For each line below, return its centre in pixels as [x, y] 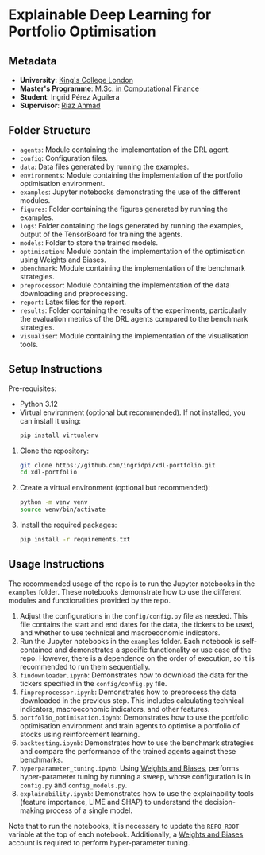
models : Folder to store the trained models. [89, 242]
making [32, 810]
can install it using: [50, 420]
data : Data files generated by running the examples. [104, 166]
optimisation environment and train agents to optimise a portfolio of [130, 725]
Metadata [33, 61]
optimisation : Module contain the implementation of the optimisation [132, 251]
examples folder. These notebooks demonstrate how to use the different [125, 591]
